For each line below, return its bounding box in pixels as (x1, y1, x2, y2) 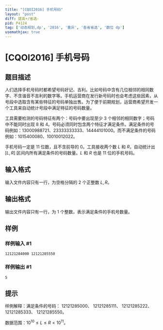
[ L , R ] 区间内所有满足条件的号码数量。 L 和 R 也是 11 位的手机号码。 (5, 150, 137, 156)
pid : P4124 (5, 20, 27, 26)
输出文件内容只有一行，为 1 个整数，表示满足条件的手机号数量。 (5, 208, 132, 214)
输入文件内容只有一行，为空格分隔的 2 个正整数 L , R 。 (5, 179, 112, 185)
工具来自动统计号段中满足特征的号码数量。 (9, 105, 95, 111)
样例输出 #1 (5, 263, 32, 270)
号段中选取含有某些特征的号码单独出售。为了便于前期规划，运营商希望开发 (5, 99, 154, 104)
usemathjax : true (5, 30, 40, 35)
